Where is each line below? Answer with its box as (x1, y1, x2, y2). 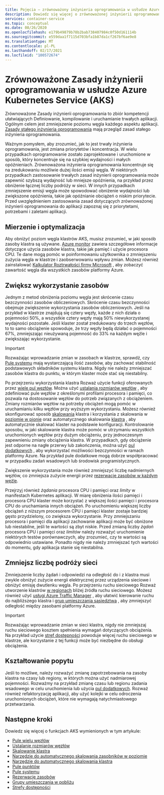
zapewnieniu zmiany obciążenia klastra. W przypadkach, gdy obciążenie (5, 437, 151, 443)
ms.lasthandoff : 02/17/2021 (5, 48, 62, 53)
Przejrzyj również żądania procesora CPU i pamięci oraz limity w (5, 487, 136, 493)
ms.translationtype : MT (5, 39, 54, 44)
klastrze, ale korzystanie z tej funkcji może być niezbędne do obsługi (5, 637, 143, 643)
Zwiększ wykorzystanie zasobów (5, 281, 109, 289)
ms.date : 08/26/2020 (5, 25, 47, 30)
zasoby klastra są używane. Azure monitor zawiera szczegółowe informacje (5, 241, 158, 247)
